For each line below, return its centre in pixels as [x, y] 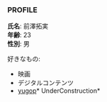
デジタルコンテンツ [46, 83]
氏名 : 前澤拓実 [28, 26]
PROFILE [22, 10]
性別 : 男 [18, 44]
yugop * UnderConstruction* [59, 91]
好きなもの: [24, 59]
